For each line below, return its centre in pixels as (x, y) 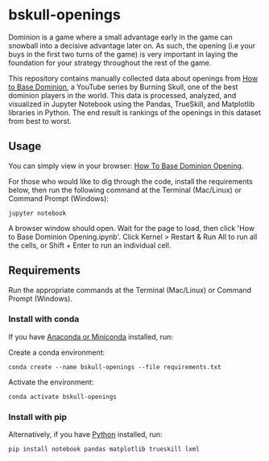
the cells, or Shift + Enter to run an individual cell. (90, 245)
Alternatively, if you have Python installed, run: (85, 434)
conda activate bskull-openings (62, 397)
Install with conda (44, 319)
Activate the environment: (51, 382)
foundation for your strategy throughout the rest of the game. (110, 63)
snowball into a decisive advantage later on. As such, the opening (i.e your (132, 45)
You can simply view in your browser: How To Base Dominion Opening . (126, 166)
